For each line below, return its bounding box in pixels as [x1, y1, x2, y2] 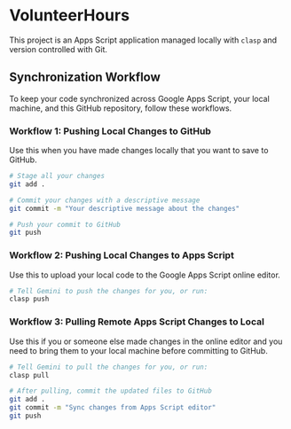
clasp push [9, 294, 50, 304]
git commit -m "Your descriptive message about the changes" [9, 204, 240, 213]
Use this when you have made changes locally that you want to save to [9, 145, 269, 156]
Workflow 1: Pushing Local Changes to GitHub [9, 125, 211, 137]
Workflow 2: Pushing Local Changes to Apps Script [9, 249, 235, 261]
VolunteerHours [9, 5, 130, 26]
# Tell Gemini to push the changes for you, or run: [9, 286, 208, 295]
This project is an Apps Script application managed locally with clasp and [9, 35, 278, 45]
